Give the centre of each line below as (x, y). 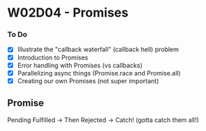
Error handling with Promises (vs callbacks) (80, 65)
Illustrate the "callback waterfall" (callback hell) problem (98, 49)
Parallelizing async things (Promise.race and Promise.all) (99, 73)
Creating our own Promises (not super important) (88, 80)
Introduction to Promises (53, 58)
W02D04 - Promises (68, 13)
